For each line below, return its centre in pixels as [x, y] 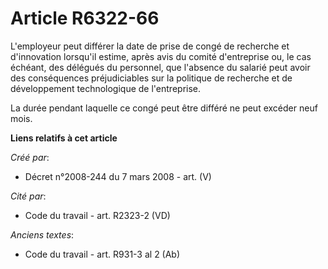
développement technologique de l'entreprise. [106, 88]
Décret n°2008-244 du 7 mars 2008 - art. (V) [118, 176]
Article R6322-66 [85, 18]
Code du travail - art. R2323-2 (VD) [97, 215]
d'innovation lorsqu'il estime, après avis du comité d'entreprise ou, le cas [161, 56]
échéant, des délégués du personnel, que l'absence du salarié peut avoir [160, 67]
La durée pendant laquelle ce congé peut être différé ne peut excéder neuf [164, 108]
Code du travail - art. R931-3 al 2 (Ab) [102, 254]
